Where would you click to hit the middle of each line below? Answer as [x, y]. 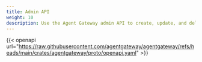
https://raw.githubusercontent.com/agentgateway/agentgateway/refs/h [106, 46]
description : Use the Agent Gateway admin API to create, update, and [96, 23]
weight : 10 [20, 17]
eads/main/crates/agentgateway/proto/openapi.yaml [71, 53]
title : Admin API [28, 12]
